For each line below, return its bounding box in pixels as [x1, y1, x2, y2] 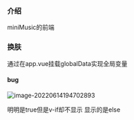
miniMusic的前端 [7, 23, 55, 32]
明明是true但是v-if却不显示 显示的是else [7, 105, 121, 114]
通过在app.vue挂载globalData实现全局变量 [7, 59, 128, 67]
